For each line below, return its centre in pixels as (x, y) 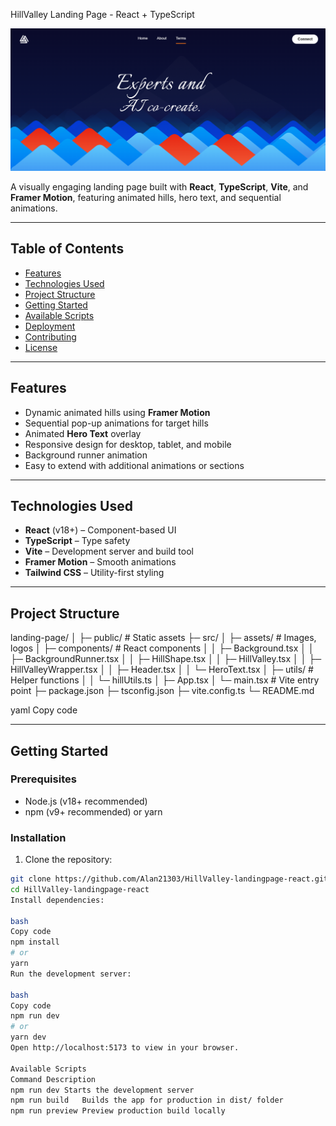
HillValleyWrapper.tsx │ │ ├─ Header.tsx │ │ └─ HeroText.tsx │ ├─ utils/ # (162, 670)
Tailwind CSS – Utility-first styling (94, 573)
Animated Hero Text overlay (83, 433)
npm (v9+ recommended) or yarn (93, 811)
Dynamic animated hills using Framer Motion (117, 412)
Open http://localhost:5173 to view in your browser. (125, 1048)
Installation (38, 837)
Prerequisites (43, 779)
